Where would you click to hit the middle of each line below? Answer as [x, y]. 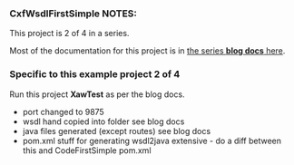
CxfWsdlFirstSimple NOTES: [73, 14]
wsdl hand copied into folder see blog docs [103, 121]
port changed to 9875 [63, 112]
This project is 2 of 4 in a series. [69, 34]
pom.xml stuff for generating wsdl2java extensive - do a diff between [152, 141]
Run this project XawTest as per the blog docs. [97, 94]
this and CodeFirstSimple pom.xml [87, 150]
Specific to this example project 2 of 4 [95, 74]
